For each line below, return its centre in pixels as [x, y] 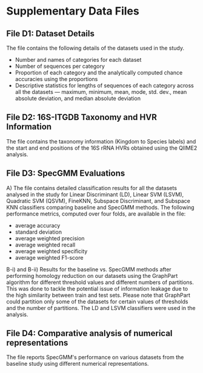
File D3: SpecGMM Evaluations [66, 173]
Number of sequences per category [60, 66]
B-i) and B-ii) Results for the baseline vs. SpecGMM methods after [89, 269]
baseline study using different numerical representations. [78, 364]
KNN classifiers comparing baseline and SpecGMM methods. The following [101, 207]
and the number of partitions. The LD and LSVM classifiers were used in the [101, 308]
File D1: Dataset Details [51, 34]
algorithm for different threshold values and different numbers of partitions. [100, 282]
